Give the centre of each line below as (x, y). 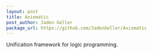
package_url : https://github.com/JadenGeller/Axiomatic (76, 28)
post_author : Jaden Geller (39, 22)
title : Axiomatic (28, 17)
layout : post (22, 11)
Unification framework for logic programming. (62, 45)
